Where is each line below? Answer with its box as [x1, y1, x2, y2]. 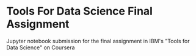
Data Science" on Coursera [6, 44, 75, 51]
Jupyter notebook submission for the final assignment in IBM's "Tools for [6, 37, 190, 44]
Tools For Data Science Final [6, 4, 153, 18]
